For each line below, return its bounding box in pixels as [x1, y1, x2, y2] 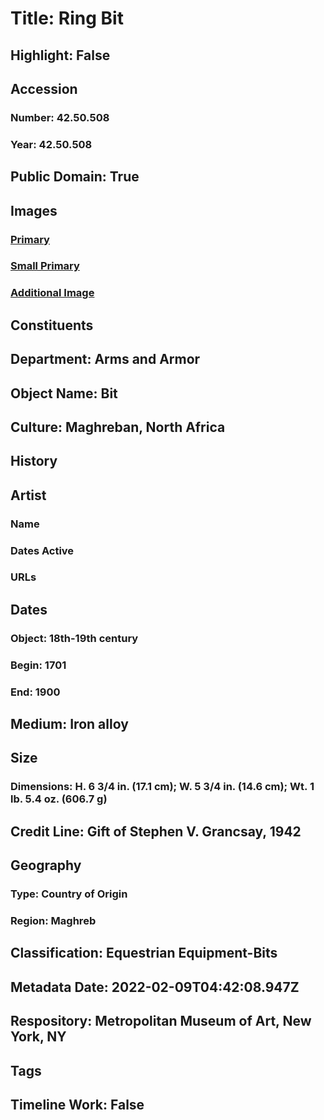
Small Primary [10, 259, 80, 273]
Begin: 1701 [10, 658, 67, 672]
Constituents [10, 317, 94, 334]
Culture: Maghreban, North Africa [10, 418, 226, 436]
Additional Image [10, 286, 95, 300]
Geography [10, 857, 82, 874]
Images [10, 202, 58, 219]
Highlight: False [10, 47, 111, 64]
